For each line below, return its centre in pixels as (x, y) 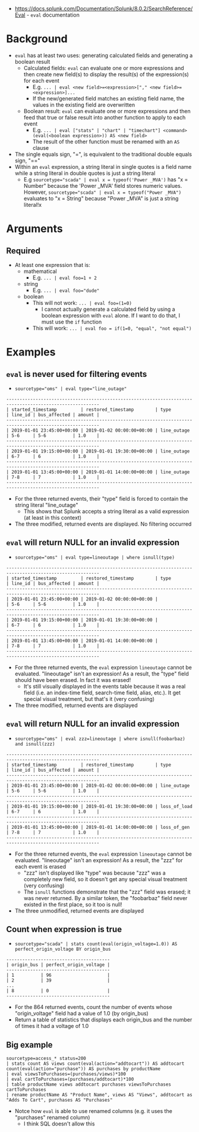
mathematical (40, 271)
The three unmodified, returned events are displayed (79, 911)
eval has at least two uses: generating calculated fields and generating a (104, 55)
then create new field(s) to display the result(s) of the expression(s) (106, 74)
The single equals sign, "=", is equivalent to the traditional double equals (103, 154)
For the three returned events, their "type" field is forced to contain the (101, 498)
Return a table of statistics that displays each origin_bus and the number (103, 1020)
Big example (29, 1045)
